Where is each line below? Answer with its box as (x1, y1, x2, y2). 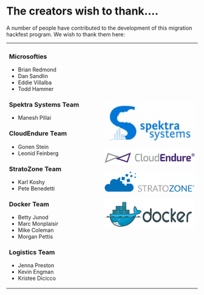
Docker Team (8, 200, 50, 208)
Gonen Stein (18, 143, 49, 150)
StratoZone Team (8, 165, 62, 173)
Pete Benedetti (18, 185, 55, 192)
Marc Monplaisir (18, 220, 59, 228)
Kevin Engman (18, 268, 54, 276)
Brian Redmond (18, 65, 56, 73)
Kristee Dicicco (18, 274, 56, 282)
